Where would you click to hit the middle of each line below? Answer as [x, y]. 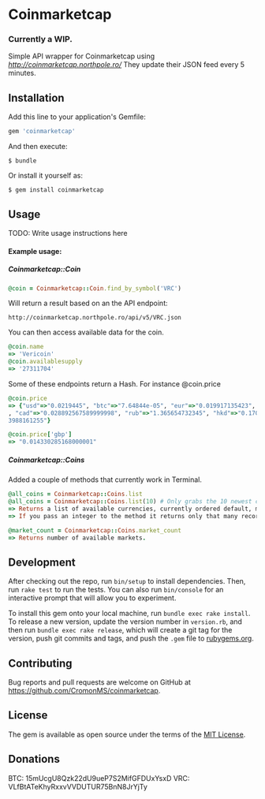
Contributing [40, 663]
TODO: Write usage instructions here [68, 233]
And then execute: [38, 147]
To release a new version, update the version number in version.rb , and [125, 622]
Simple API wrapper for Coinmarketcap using [82, 56]
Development [42, 562]
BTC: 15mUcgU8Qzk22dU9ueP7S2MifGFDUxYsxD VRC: [99, 778]
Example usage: [35, 251]
